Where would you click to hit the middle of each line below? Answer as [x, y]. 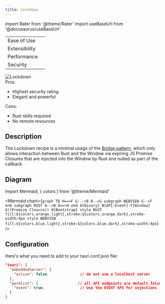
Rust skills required [31, 116]
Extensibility [22, 48]
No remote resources [34, 121]
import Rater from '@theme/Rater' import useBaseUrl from [64, 24]
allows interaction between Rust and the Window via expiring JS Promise [79, 154]
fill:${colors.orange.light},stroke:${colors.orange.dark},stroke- [76, 214]
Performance [23, 56]
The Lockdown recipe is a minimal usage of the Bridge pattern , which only [80, 148]
